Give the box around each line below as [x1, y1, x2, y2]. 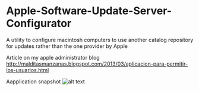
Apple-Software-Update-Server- [6, 4, 172, 18]
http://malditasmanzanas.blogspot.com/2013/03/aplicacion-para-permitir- [6, 60, 188, 67]
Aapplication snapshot [6, 78, 61, 85]
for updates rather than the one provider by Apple [6, 43, 128, 50]
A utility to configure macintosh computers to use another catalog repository [6, 36, 194, 43]
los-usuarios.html [6, 66, 49, 73]
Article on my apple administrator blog [6, 54, 100, 61]
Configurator [6, 17, 72, 30]
